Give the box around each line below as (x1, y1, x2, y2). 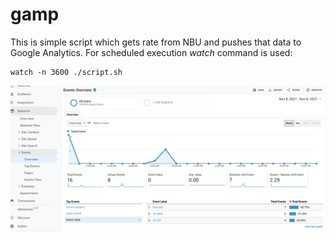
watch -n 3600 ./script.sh (10, 67, 123, 77)
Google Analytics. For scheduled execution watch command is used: (10, 46, 293, 58)
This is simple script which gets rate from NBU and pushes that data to (10, 36, 302, 48)
